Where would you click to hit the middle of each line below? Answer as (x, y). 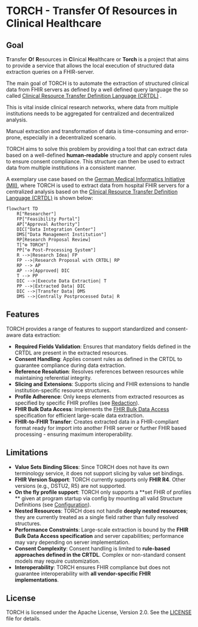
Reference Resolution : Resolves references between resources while (99, 371)
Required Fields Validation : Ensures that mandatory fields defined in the (103, 346)
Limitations (27, 453)
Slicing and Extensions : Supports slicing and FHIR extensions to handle (102, 384)
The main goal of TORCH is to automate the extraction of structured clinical (98, 83)
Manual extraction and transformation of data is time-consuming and (90, 131)
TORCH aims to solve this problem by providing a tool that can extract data (97, 149)
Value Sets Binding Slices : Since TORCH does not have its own (92, 467)
